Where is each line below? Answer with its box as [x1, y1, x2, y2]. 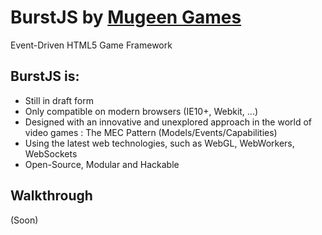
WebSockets [24, 147, 78, 160]
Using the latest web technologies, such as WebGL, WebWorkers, [24, 137, 295, 149]
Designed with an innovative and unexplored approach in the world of [24, 116, 312, 128]
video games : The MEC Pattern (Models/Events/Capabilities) [24, 126, 278, 138]
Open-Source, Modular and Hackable [24, 158, 180, 170]
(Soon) [10, 214, 39, 226]
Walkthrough [10, 187, 93, 205]
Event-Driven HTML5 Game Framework [10, 39, 173, 51]
